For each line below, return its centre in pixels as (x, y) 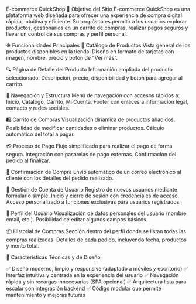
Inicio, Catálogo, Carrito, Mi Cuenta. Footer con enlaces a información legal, (97, 102)
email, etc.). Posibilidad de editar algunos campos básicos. (77, 219)
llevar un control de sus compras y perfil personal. (67, 34)
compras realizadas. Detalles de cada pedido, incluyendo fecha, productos (97, 240)
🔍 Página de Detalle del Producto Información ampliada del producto (89, 69)
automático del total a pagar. (40, 134)
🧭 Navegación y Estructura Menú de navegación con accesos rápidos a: (93, 95)
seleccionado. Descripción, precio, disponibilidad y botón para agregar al (94, 78)
